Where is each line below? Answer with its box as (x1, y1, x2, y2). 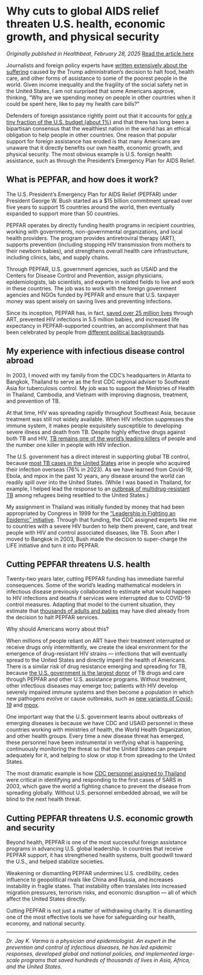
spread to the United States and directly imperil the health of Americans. (6, 656, 187, 664)
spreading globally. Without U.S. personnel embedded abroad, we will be (6, 789, 188, 797)
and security (6, 823, 56, 833)
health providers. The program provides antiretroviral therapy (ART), (6, 234, 176, 241)
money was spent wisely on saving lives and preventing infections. (6, 298, 173, 305)
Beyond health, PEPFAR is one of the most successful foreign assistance (6, 839, 187, 846)
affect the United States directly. (6, 895, 87, 902)
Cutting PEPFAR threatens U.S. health (6, 559, 150, 569)
